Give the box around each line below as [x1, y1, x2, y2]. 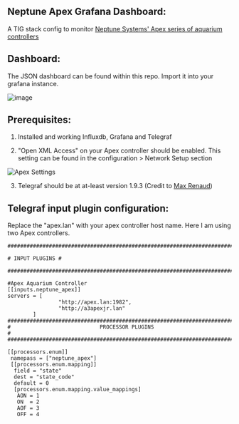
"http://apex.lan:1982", [58, 299, 132, 306]
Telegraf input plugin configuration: [7, 202, 169, 214]
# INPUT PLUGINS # [7, 255, 62, 262]
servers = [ [7, 292, 43, 300]
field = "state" [14, 367, 62, 375]
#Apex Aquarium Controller [7, 280, 87, 287]
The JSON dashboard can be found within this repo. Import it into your [7, 71, 214, 81]
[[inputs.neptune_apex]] [7, 286, 81, 294]
